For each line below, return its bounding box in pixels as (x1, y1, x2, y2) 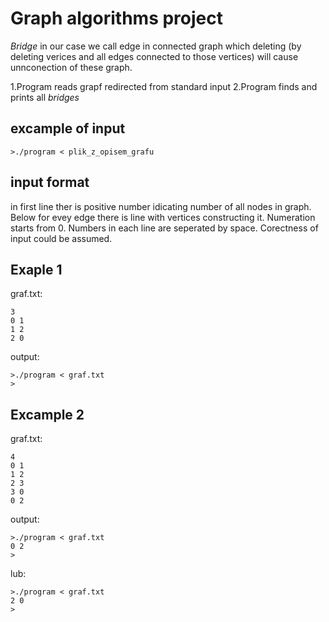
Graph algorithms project (10, 7, 223, 30)
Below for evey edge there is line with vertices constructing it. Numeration (10, 211, 316, 223)
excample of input (10, 120, 126, 137)
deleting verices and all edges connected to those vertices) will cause (10, 50, 299, 62)
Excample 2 (10, 406, 85, 423)
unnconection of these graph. (10, 61, 133, 73)
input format (10, 174, 90, 191)
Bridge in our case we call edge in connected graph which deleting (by (10, 40, 302, 52)
